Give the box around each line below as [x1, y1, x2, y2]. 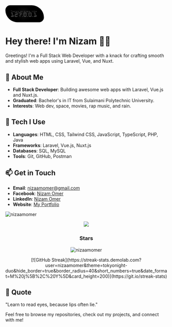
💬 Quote [5, 287, 32, 297]
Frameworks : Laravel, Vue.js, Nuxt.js [12, 142, 91, 148]
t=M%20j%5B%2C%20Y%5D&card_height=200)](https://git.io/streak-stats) [5, 273, 167, 279]
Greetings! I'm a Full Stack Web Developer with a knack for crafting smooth [5, 52, 164, 59]
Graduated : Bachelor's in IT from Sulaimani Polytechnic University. [12, 97, 155, 103]
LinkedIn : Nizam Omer [12, 196, 61, 202]
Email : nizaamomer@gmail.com [12, 185, 80, 191]
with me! [5, 317, 24, 323]
